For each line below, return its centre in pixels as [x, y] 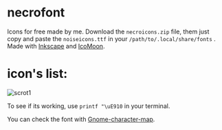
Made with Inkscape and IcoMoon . [56, 46]
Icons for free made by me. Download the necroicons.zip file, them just [108, 31]
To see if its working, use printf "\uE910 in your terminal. [89, 106]
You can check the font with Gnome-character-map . [81, 119]
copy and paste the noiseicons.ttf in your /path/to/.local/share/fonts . [112, 38]
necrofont [36, 13]
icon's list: [37, 74]
